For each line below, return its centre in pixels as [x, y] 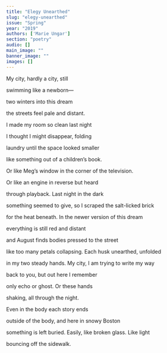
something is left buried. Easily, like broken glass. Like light [78, 332]
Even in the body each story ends [47, 309]
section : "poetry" [29, 39]
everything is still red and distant [46, 228]
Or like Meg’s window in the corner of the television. [70, 171]
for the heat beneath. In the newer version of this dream [75, 217]
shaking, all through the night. [42, 298]
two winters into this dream [40, 101]
